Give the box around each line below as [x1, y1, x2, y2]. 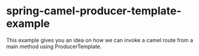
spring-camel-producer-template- [6, 4, 182, 18]
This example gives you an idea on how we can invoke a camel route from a [6, 36, 194, 43]
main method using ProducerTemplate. [6, 43, 102, 50]
